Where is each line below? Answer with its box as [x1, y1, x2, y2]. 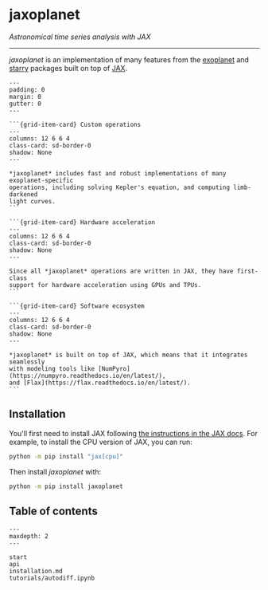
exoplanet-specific [9, 176, 74, 184]
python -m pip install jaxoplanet [9, 482, 124, 490]
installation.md [9, 568, 63, 576]
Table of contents [9, 504, 98, 517]
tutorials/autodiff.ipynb [9, 574, 95, 583]
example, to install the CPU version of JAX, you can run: [9, 437, 193, 446]
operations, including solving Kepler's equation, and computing [9, 183, 230, 191]
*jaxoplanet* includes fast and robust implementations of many [9, 169, 227, 177]
